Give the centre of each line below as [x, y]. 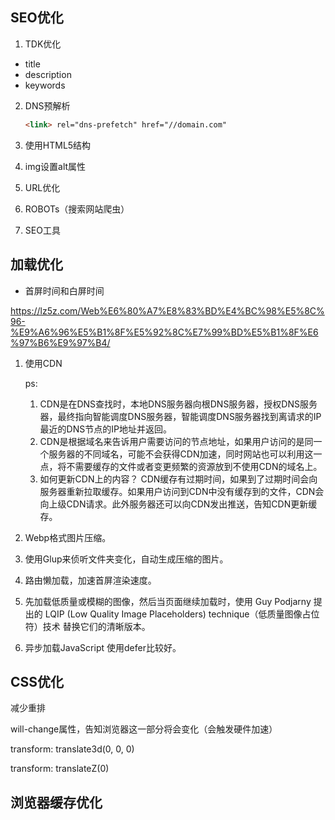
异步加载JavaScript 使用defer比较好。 [103, 647]
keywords [45, 85]
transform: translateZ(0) [60, 769]
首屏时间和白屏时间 [64, 290]
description [48, 74]
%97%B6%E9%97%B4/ [60, 342]
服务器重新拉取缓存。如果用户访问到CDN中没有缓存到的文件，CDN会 [182, 491]
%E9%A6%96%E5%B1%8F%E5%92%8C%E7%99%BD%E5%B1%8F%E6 [164, 332]
